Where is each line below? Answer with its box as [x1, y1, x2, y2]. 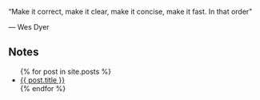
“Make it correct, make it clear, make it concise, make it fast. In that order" [8, 7, 253, 16]
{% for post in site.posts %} [19, 66, 112, 76]
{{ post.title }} [19, 75, 66, 85]
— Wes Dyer [8, 22, 50, 31]
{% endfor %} [19, 83, 66, 93]
